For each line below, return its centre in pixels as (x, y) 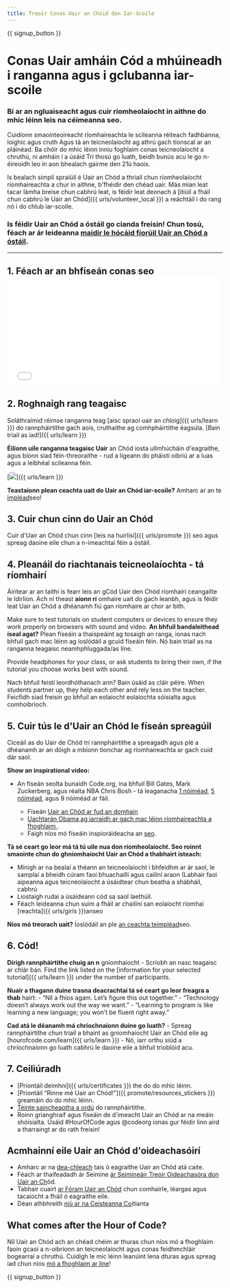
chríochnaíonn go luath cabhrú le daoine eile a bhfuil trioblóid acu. (100, 1047)
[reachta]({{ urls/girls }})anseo (60, 911)
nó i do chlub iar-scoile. (40, 207)
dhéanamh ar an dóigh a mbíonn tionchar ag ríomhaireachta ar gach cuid (110, 750)
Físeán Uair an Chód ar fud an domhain (82, 812)
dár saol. (20, 757)
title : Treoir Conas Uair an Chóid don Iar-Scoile (81, 13)
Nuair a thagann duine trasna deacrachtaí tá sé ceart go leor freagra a (108, 990)
